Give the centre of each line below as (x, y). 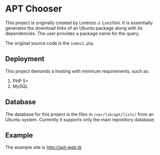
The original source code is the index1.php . (50, 43)
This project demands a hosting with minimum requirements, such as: (77, 71)
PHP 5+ (20, 81)
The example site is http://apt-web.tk (44, 147)
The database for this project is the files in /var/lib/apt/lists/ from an (80, 114)
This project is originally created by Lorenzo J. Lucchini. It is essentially (79, 23)
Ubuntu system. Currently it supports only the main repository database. (80, 119)
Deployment (25, 59)
